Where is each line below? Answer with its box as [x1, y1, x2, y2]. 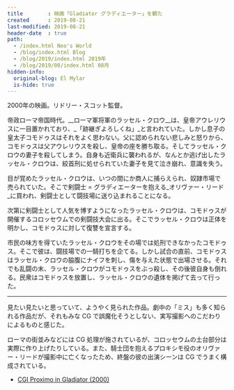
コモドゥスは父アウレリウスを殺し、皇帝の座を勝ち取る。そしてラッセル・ [7, 142, 221, 150]
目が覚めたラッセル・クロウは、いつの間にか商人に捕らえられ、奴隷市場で [7, 174, 221, 183]
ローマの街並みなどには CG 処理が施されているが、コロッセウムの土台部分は [7, 335, 227, 344]
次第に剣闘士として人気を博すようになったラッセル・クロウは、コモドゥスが [7, 206, 227, 215]
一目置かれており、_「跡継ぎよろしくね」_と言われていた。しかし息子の [19, 124, 226, 133]
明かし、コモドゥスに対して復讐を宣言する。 [7, 224, 136, 232]
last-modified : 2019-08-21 [7, 23, 86, 30]
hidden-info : [7, 68, 45, 75]
